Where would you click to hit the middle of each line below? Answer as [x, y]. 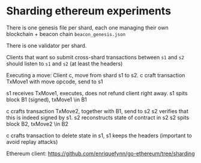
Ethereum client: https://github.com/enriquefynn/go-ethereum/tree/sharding [100, 153]
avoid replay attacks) [32, 141]
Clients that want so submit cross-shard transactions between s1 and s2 [95, 57]
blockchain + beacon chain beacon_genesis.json [66, 34]
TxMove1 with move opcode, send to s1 [55, 81]
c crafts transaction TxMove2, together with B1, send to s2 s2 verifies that [97, 111]
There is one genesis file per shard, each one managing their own [88, 28]
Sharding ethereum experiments [89, 11]
